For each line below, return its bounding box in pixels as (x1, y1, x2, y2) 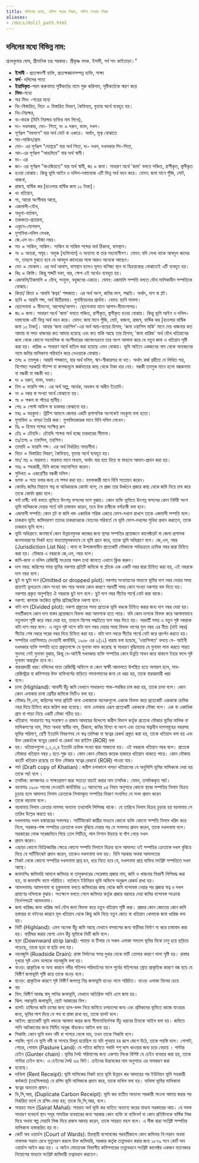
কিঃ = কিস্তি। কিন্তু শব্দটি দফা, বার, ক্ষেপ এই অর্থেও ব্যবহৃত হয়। (14, 269, 123, 277)
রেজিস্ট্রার (14, 670, 30, 677)
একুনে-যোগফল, (14, 223, 41, 230)
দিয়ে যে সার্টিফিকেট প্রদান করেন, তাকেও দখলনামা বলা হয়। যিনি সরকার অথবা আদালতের (14, 850, 160, 857)
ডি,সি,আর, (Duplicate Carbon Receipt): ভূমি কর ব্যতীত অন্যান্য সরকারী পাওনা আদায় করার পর (14, 1091, 192, 1098)
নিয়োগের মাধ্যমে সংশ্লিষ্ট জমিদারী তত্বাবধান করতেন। (14, 1151, 99, 1158)
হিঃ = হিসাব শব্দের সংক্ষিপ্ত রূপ (14, 423, 65, 430)
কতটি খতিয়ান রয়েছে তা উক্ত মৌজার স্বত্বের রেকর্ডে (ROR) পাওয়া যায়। (14, 757, 134, 764)
